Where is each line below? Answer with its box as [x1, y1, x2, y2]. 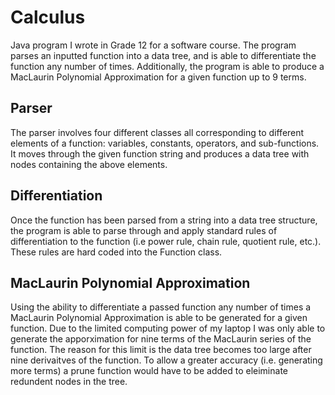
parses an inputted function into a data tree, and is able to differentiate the [10, 49, 317, 61]
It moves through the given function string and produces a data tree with [10, 147, 310, 160]
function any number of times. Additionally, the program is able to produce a [10, 60, 325, 72]
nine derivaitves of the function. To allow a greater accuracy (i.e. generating [10, 354, 323, 366]
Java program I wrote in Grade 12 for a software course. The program [10, 39, 297, 51]
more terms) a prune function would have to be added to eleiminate [10, 365, 288, 377]
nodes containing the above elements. [10, 158, 168, 170]
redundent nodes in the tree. [10, 376, 128, 388]
